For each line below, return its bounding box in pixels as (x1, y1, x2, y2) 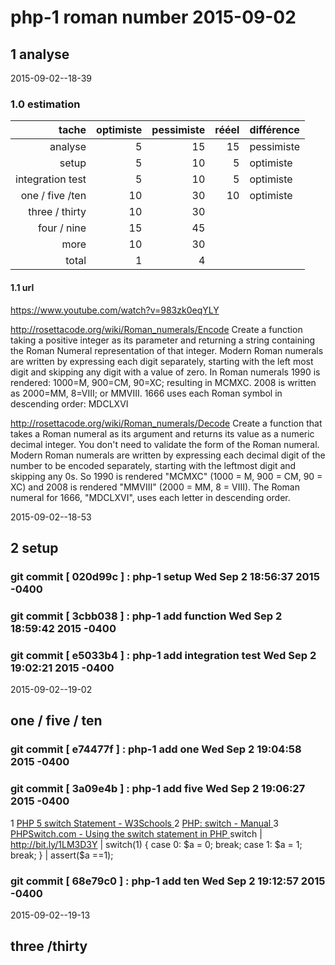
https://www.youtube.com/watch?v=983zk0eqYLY (10, 304, 220, 316)
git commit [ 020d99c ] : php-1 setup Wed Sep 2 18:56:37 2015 (10, 569, 320, 583)
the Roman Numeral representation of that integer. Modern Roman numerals (10, 344, 324, 356)
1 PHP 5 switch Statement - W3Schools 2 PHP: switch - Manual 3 (10, 817, 279, 829)
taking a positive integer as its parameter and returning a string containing (10, 334, 316, 346)
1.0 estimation (10, 97, 81, 111)
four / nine (38, 221, 87, 235)
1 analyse (10, 46, 70, 63)
